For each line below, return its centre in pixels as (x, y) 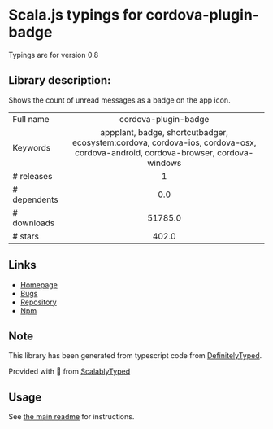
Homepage (39, 285)
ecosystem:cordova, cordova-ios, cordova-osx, (164, 142)
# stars (26, 236)
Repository (38, 302)
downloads (34, 223)
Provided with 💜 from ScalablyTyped (69, 371)
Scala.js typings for (76, 15)
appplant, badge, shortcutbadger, (165, 132)
